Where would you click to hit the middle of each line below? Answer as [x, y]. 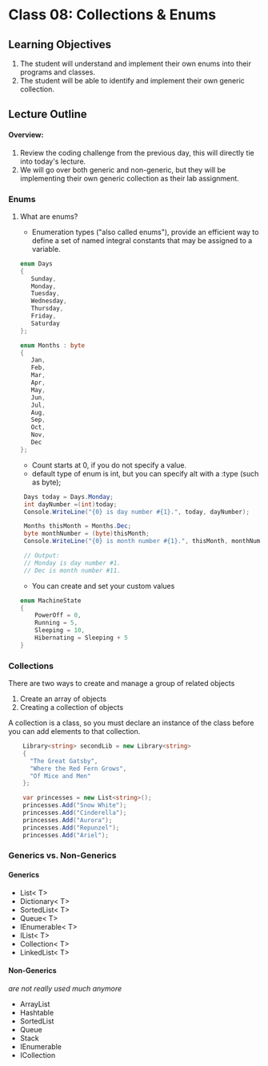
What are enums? [49, 216]
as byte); [46, 482]
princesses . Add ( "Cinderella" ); [75, 813]
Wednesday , [49, 301]
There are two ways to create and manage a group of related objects [122, 683]
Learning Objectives [60, 45]
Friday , [44, 316]
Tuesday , [45, 294]
